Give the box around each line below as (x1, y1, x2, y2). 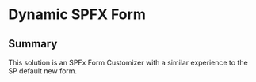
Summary (8, 37, 58, 50)
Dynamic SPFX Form (8, 6, 147, 24)
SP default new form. (8, 66, 78, 76)
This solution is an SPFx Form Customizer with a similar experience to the (8, 58, 248, 67)
